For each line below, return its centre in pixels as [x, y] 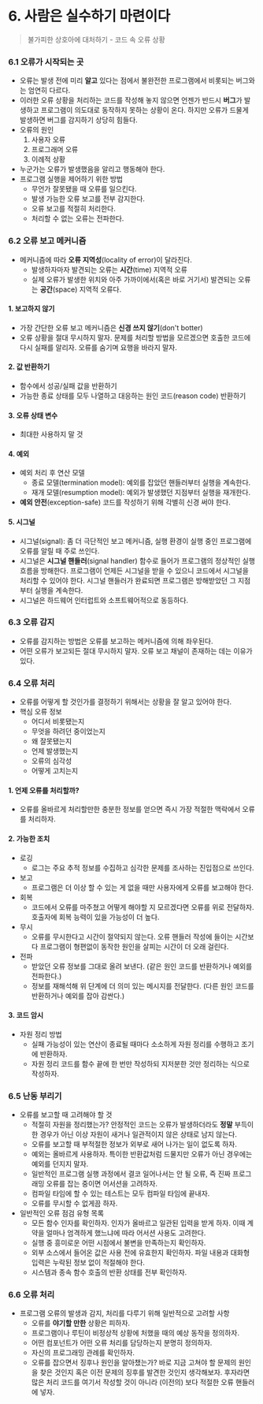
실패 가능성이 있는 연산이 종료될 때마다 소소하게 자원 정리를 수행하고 [135, 1044]
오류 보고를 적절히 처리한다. [73, 209]
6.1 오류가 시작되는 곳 [46, 61]
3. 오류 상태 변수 [33, 415]
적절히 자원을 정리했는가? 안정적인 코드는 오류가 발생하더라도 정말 [132, 1125]
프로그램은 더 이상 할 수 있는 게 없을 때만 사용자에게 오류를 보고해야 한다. [143, 887]
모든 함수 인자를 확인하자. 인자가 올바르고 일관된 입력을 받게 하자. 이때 [138, 1223]
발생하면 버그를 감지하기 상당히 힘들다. [78, 120]
